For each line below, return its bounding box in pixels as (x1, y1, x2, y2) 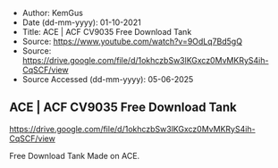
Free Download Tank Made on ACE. (9, 150, 140, 161)
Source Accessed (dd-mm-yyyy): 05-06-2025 (21, 74, 194, 84)
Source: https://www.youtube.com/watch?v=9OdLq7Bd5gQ (21, 36, 243, 46)
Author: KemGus (21, 8, 83, 18)
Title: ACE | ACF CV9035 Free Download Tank (21, 27, 192, 37)
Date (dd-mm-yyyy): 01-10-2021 (21, 17, 141, 28)
